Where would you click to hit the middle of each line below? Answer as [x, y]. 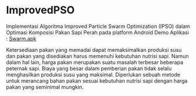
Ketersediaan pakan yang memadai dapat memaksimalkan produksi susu [94, 49]
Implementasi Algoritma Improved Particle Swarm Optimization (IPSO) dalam [98, 26]
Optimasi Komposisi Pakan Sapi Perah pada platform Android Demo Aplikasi [97, 32]
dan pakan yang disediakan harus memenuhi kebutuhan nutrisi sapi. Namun [97, 56]
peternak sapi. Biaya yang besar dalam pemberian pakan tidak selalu [89, 68]
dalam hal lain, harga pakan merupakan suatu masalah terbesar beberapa [95, 62]
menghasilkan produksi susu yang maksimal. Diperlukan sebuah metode [93, 74]
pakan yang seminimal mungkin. [45, 87]
